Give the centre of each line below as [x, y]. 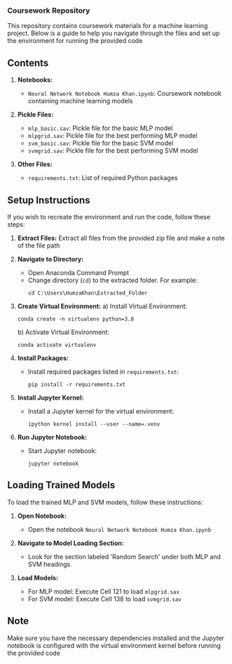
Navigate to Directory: [50, 259]
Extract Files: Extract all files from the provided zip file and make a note [121, 238]
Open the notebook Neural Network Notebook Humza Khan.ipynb [120, 529]
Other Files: [35, 165]
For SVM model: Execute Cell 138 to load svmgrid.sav [105, 599]
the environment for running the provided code [75, 41]
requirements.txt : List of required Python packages [103, 178]
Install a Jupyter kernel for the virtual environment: [101, 411]
